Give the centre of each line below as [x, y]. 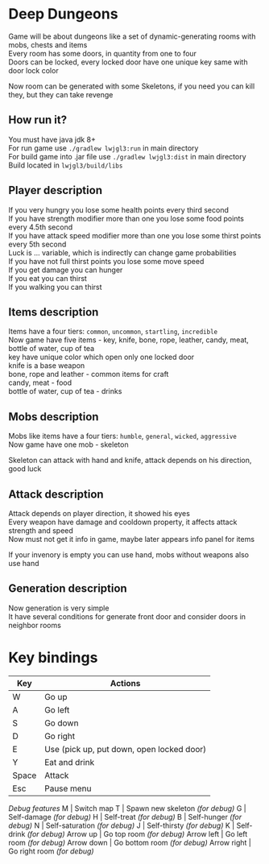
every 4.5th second [41, 227]
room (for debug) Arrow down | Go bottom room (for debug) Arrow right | [130, 842]
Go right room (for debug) [51, 851]
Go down [61, 723]
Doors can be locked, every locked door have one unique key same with [128, 62]
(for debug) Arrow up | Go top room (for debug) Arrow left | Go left [137, 833]
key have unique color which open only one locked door [101, 357]
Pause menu [68, 788]
